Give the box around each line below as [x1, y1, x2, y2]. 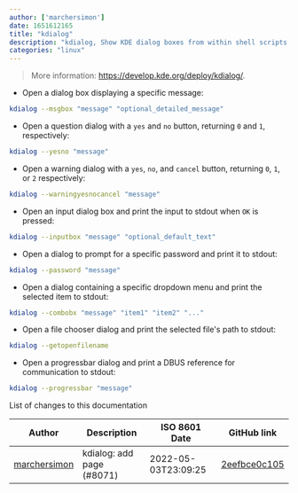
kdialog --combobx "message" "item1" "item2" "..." [9, 308, 204, 317]
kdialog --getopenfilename [9, 341, 109, 350]
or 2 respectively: [21, 172, 86, 183]
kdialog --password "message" [9, 265, 122, 275]
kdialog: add [82, 447, 134, 459]
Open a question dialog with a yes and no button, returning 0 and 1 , [21, 121, 266, 131]
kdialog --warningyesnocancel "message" [9, 190, 161, 199]
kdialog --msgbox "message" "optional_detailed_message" [9, 105, 224, 113]
